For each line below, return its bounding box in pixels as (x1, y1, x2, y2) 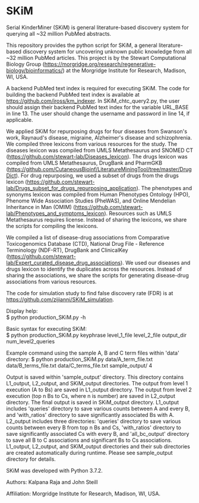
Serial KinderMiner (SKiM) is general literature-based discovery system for (6, 24, 189, 31)
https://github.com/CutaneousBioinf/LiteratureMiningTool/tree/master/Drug (8, 165, 192, 173)
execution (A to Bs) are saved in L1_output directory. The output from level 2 (6, 386, 192, 393)
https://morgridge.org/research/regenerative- (44, 61, 156, 68)
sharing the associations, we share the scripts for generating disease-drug (6, 271, 189, 279)
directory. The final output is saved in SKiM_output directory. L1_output (6, 398, 179, 406)
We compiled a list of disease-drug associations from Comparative (6, 233, 170, 241)
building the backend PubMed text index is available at (6, 91, 140, 98)
